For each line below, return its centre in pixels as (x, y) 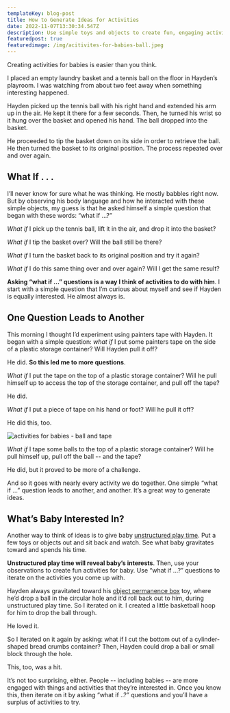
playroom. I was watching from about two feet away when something (104, 85)
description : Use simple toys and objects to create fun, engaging (105, 33)
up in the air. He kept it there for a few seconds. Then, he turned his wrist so (114, 113)
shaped (18, 647)
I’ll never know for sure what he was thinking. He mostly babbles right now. (113, 193)
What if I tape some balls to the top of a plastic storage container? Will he (111, 449)
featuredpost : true (35, 39)
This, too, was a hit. (35, 667)
